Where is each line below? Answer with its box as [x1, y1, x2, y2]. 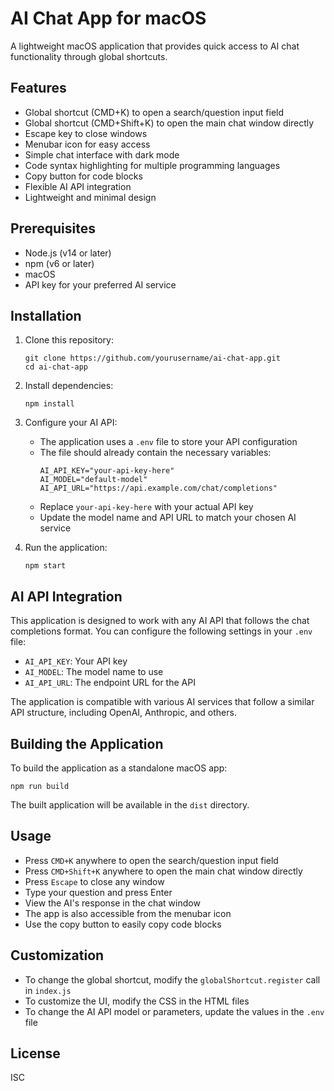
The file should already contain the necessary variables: [39, 447, 272, 459]
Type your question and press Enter [24, 886, 173, 898]
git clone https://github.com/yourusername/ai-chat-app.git [24, 353, 281, 364]
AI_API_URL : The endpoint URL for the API [24, 677, 196, 689]
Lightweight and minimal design [24, 191, 157, 203]
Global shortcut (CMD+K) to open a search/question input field [24, 106, 285, 118]
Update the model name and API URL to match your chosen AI [39, 512, 297, 524]
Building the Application [10, 735, 164, 752]
